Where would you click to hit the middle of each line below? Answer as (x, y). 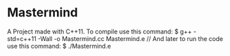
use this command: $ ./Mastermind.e (59, 46)
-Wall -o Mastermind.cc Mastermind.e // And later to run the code (130, 38)
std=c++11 (22, 38)
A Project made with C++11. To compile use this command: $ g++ (100, 31)
